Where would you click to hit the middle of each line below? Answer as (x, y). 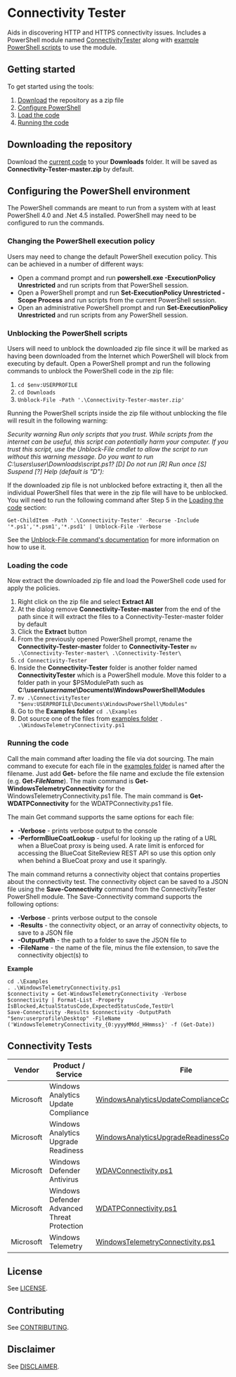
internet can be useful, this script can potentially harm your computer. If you (118, 442)
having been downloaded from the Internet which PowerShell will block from (118, 356)
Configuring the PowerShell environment (99, 191)
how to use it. (27, 547)
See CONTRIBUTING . (38, 1327)
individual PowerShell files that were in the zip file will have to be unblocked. (118, 492)
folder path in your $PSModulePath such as (80, 683)
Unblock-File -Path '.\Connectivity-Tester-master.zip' (101, 400)
